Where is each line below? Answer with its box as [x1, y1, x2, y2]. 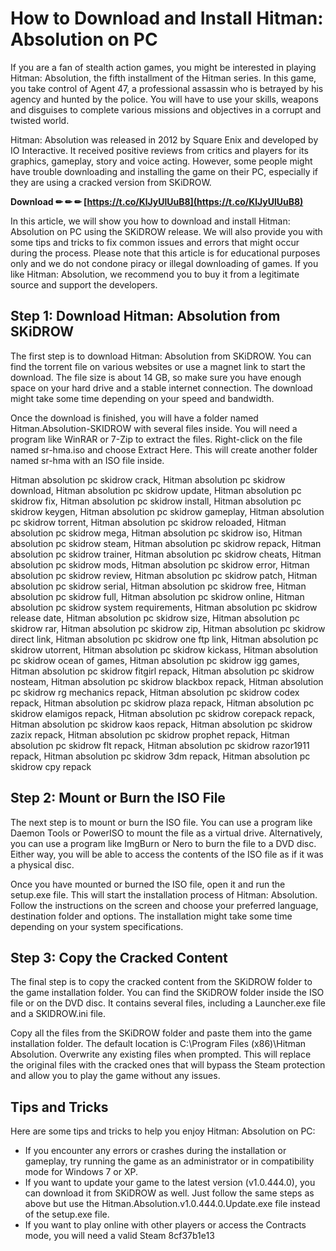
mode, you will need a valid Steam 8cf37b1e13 [24, 1230, 215, 1242]
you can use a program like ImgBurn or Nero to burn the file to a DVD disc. [10, 837, 317, 849]
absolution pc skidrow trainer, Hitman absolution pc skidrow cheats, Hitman [10, 548, 322, 560]
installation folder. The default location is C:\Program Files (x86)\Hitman [10, 1038, 307, 1050]
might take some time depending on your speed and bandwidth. [10, 392, 275, 404]
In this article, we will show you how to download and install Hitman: [10, 215, 291, 227]
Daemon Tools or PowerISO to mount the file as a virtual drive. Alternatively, [10, 827, 323, 839]
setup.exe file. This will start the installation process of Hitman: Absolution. [10, 888, 318, 901]
